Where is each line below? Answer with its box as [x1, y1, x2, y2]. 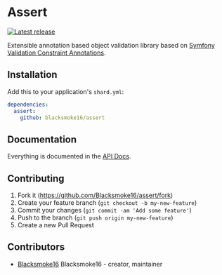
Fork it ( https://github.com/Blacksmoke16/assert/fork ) [17, 191, 174, 199]
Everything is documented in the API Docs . [7, 152, 131, 161]
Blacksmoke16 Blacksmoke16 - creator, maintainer [17, 260, 163, 268]
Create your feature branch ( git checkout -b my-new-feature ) [17, 199, 197, 207]
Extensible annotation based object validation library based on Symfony [7, 41, 216, 49]
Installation [7, 69, 58, 81]
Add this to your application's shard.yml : [7, 87, 124, 95]
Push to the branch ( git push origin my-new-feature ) [17, 213, 174, 222]
